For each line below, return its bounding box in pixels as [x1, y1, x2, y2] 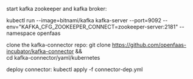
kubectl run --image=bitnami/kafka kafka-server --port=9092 [6, 17, 161, 24]
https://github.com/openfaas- [111, 42, 187, 48]
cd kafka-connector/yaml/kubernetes [6, 54, 100, 61]
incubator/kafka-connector [6, 48, 74, 55]
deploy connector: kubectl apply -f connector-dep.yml [6, 66, 143, 73]
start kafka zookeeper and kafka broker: [6, 5, 107, 12]
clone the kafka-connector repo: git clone [6, 42, 111, 48]
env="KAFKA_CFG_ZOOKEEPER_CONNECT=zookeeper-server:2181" [6, 24, 178, 30]
